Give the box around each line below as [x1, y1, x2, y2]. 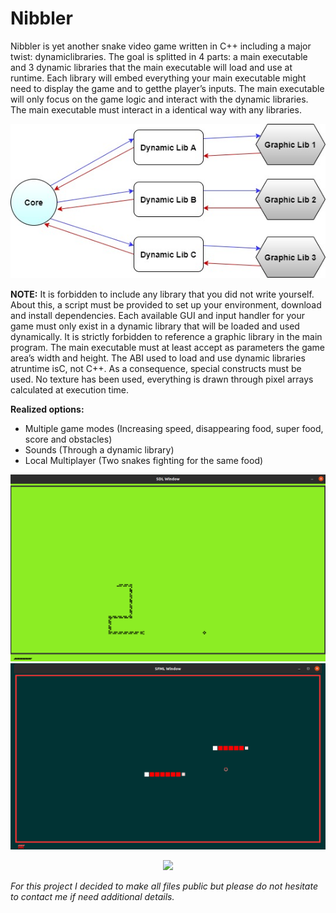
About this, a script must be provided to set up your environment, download [10, 298, 322, 311]
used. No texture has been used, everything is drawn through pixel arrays [10, 373, 314, 385]
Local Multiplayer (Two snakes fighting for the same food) [24, 454, 264, 466]
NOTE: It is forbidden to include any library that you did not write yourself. [10, 288, 315, 300]
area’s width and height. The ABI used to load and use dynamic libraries [10, 352, 306, 364]
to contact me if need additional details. [10, 891, 175, 903]
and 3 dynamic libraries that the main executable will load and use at [10, 61, 293, 73]
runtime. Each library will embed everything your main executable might [10, 72, 307, 84]
